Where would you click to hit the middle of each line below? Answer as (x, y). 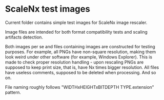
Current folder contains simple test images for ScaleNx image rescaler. (76, 22)
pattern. (13, 92)
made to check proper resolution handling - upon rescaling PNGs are (74, 62)
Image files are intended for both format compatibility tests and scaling (76, 32)
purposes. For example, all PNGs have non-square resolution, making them (81, 52)
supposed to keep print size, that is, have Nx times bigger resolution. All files (82, 67)
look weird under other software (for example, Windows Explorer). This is (79, 57)
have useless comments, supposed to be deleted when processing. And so (81, 72)
